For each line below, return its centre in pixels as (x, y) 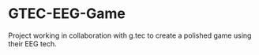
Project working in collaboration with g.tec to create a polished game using (130, 35)
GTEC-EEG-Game (67, 14)
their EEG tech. (32, 43)
